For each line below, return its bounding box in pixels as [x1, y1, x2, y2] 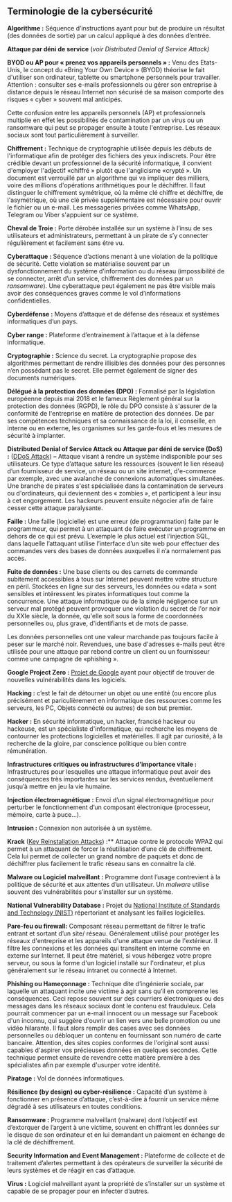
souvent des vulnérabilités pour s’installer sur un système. [7, 888, 173, 896]
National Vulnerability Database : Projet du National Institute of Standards [7, 901, 220, 909]
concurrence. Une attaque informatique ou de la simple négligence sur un [7, 597, 218, 605]
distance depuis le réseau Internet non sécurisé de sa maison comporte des [7, 87, 224, 96]
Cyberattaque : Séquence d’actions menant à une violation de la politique [7, 252, 218, 260]
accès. [7, 554, 26, 562]
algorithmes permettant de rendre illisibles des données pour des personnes [7, 359, 226, 367]
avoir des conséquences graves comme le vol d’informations [7, 289, 181, 297]
